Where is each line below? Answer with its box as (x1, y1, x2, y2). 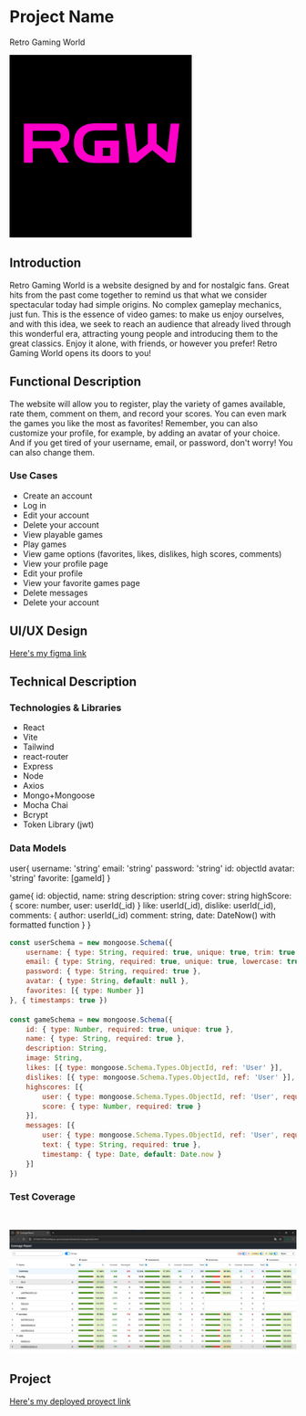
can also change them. (9, 446, 96, 457)
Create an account (22, 490, 93, 501)
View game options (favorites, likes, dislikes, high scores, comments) (22, 548, 282, 559)
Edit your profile (22, 568, 84, 579)
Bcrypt (22, 810, 48, 821)
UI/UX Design (9, 624, 88, 639)
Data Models (9, 842, 66, 855)
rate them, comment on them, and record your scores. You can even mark (9, 408, 287, 419)
